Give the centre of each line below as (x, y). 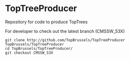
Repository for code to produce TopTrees (46, 22)
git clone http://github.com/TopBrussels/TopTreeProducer (65, 40)
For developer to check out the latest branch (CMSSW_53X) (65, 31)
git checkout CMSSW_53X (29, 53)
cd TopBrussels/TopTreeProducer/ (39, 48)
